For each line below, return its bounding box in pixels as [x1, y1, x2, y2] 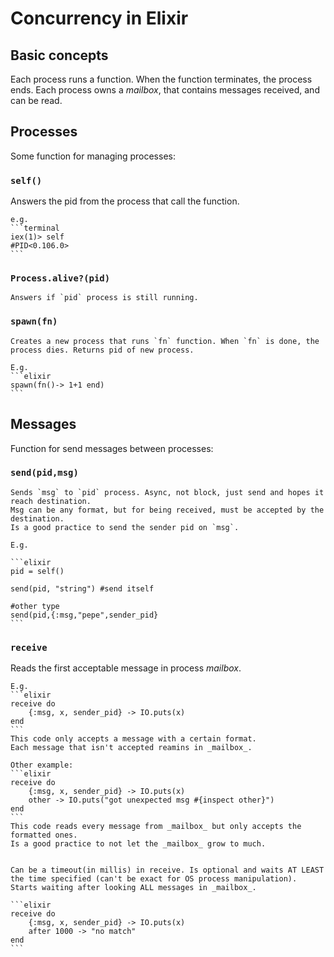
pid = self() [10, 566, 65, 576]
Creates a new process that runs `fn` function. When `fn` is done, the [10, 336, 320, 346]
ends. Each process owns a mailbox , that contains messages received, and [10, 84, 320, 96]
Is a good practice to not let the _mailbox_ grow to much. [10, 839, 267, 849]
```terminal [10, 223, 60, 234]
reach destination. [10, 496, 92, 506]
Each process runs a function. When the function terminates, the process [10, 73, 313, 85]
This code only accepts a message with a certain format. [10, 734, 257, 744]
